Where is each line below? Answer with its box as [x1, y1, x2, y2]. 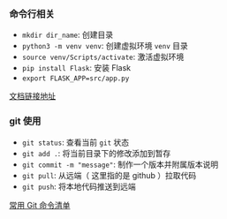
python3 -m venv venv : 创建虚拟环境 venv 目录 [21, 41, 188, 51]
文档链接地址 [9, 91, 56, 102]
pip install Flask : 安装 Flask [21, 63, 131, 73]
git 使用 [9, 115, 42, 127]
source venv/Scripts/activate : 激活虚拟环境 [21, 51, 185, 63]
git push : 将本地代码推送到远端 [21, 181, 137, 192]
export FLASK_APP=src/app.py [21, 74, 130, 83]
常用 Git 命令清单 [9, 200, 71, 210]
